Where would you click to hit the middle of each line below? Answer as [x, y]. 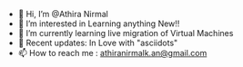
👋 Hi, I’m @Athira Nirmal [63, 14]
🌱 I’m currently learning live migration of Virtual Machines [126, 33]
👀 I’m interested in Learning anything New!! [99, 24]
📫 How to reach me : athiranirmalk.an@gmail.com [112, 53]
